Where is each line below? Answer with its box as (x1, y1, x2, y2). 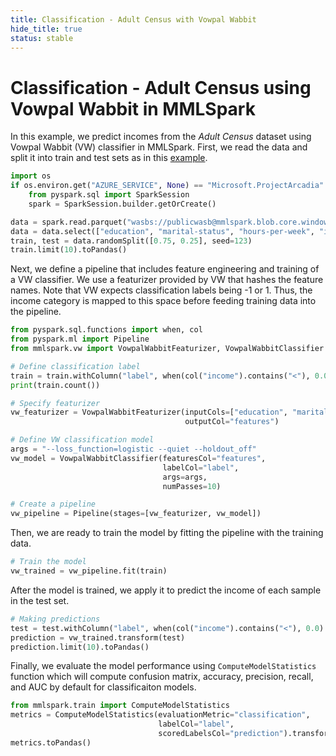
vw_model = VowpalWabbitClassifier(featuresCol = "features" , (10, 453, 267, 463)
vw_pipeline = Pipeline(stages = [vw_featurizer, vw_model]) (10, 509, 262, 519)
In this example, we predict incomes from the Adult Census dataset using (10, 131, 312, 143)
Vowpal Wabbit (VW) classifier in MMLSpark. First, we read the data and (10, 141, 308, 153)
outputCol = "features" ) (184, 417, 280, 427)
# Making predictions (10, 614, 101, 624)
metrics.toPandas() (10, 737, 92, 748)
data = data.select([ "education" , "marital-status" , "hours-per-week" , (10, 226, 315, 236)
